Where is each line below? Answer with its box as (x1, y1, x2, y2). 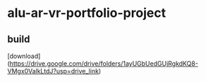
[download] (7, 52, 41, 60)
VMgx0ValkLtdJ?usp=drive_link (7, 67, 99, 75)
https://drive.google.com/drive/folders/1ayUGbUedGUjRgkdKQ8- (9, 59, 199, 68)
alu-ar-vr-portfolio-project (7, 5, 166, 21)
